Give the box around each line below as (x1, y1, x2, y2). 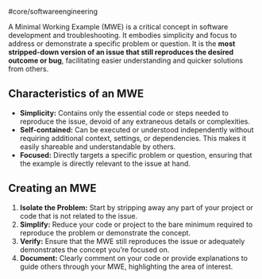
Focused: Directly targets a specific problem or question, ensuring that (19, 150, 252, 159)
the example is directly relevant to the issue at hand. (19, 159, 191, 168)
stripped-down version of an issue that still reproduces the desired (8, 48, 234, 56)
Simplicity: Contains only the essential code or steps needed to (19, 108, 229, 117)
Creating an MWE (8, 182, 97, 195)
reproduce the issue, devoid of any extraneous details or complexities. (19, 117, 251, 126)
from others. (8, 64, 49, 74)
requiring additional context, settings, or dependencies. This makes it (19, 133, 247, 143)
